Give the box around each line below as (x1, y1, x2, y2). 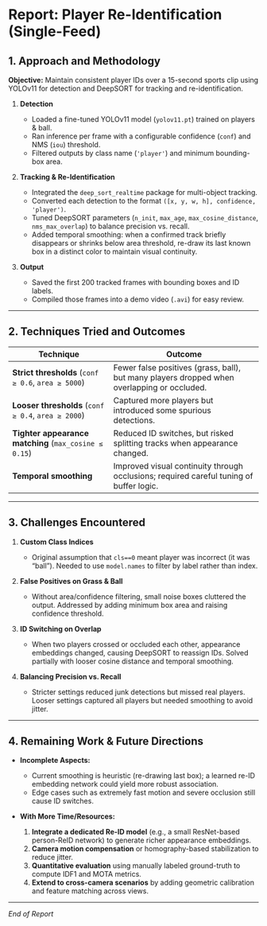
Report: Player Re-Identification (8, 6, 222, 24)
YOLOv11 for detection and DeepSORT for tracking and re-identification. (8, 84, 244, 93)
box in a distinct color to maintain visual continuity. (31, 247, 198, 256)
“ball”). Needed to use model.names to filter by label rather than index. (31, 561, 258, 570)
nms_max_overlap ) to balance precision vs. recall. (31, 221, 190, 231)
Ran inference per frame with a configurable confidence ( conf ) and (31, 131, 251, 141)
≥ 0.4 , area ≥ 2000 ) (12, 410, 85, 421)
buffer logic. (113, 480, 159, 491)
